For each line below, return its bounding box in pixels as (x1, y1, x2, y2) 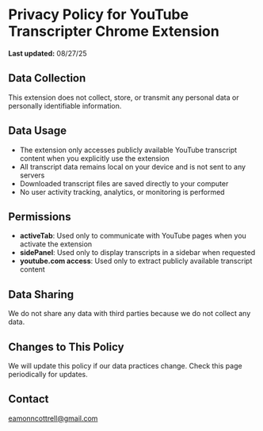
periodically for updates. (8, 370, 89, 379)
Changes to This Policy (8, 340, 124, 353)
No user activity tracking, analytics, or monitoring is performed (19, 187, 225, 196)
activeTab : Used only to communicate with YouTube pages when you (19, 231, 247, 241)
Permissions (8, 210, 71, 223)
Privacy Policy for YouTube (8, 6, 189, 24)
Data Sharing (8, 288, 74, 301)
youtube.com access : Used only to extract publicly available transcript (19, 256, 253, 266)
